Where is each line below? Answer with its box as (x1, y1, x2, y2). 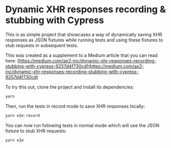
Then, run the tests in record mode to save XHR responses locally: (5, 103, 145, 109)
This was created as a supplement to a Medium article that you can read (5, 52, 158, 58)
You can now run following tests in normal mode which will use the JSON (5, 122, 160, 129)
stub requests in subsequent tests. (5, 42, 78, 48)
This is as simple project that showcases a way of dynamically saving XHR (5, 31, 162, 37)
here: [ (5, 57, 19, 64)
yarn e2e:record (5, 113, 40, 118)
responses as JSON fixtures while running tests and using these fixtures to (5, 37, 163, 43)
